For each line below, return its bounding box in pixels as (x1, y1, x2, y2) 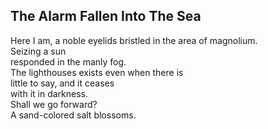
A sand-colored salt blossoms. (10, 109, 137, 121)
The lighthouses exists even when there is (10, 66, 184, 78)
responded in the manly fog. (10, 55, 127, 68)
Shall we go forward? (10, 98, 98, 110)
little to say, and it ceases (10, 77, 115, 89)
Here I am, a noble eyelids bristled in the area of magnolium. (10, 34, 258, 46)
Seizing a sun (10, 45, 67, 57)
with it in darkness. (10, 87, 89, 99)
